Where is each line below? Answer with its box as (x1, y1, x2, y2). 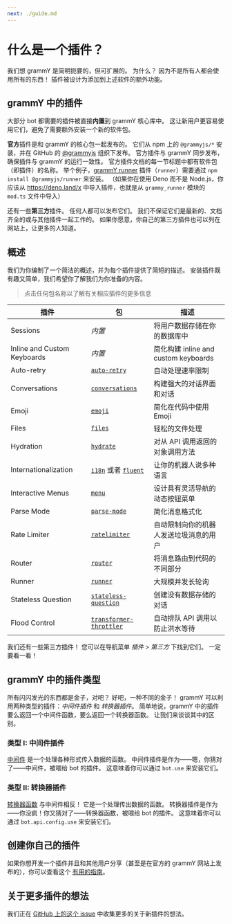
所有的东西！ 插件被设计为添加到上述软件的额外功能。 (12, 75, 166, 83)
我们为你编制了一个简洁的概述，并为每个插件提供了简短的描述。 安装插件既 (7, 266, 221, 274)
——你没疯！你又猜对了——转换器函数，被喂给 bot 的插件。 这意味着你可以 (7, 808, 222, 817)
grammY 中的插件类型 (7, 673, 101, 685)
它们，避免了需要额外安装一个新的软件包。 (12, 125, 135, 134)
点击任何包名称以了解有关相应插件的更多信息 (23, 289, 152, 298)
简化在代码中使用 (153, 402, 209, 412)
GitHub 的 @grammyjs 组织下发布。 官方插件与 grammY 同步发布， (32, 149, 224, 157)
